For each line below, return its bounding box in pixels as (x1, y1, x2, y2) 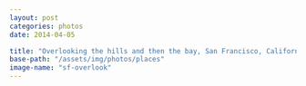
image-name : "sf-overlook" (9, 63, 112, 72)
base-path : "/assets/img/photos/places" (9, 55, 166, 64)
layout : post (9, 13, 59, 23)
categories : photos (9, 22, 84, 31)
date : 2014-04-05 (9, 30, 76, 39)
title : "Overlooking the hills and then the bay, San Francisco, (9, 46, 262, 55)
